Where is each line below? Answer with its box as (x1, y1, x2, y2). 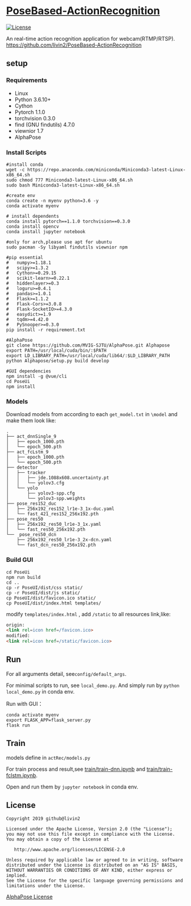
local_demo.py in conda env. (6, 688, 75, 695)
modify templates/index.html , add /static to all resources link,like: (6, 610, 171, 617)
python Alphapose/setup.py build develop (6, 358, 110, 364)
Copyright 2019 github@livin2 (6, 816, 81, 822)
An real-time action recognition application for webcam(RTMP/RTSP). (6, 35, 175, 42)
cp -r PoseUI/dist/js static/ (6, 590, 81, 596)
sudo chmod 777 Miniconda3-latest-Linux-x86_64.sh (6, 177, 133, 183)
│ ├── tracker (6, 470, 46, 476)
